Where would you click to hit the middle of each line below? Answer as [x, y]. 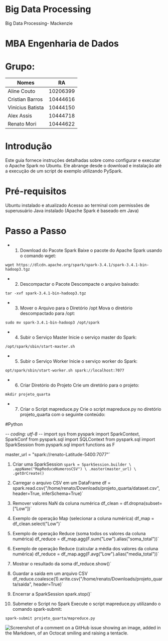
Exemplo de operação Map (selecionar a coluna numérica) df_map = [83, 518]
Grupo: [20, 67]
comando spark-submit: [37, 609]
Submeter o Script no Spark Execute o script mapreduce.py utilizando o [87, 604]
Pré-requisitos [36, 191]
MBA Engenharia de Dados [62, 44]
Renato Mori [22, 124]
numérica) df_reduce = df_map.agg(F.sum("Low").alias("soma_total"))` [86, 539]
